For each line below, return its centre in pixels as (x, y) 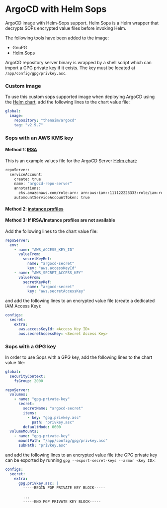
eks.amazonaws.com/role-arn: (48, 193)
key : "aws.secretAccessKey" (56, 291)
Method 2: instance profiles (34, 209)
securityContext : (28, 376)
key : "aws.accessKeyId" (52, 268)
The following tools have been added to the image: (57, 38)
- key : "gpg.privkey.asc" (54, 417)
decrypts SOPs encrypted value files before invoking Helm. (66, 28)
